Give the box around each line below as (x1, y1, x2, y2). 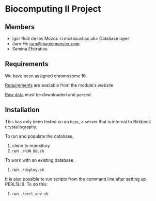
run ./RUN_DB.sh (12, 148, 45, 153)
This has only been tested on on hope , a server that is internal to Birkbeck (5, 118, 151, 124)
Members (5, 23, 35, 31)
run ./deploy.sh (12, 167, 45, 172)
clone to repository (12, 142, 50, 149)
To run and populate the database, (5, 133, 74, 139)
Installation (5, 106, 40, 114)
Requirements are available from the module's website (5, 82, 114, 88)
